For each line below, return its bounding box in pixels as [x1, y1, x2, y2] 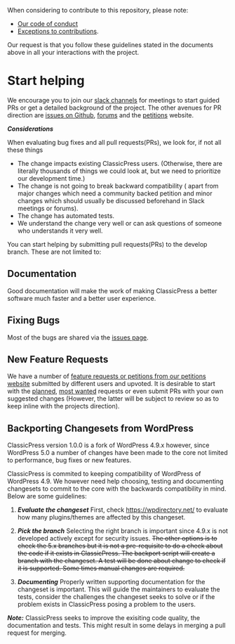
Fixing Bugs [7, 314, 60, 326]
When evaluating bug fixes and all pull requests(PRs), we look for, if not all [7, 138, 222, 146]
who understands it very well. [17, 226, 103, 235]
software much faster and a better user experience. [7, 294, 156, 302]
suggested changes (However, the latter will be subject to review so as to [7, 394, 220, 403]
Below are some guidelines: [7, 492, 88, 501]
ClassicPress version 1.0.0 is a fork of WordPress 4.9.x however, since [7, 441, 210, 449]
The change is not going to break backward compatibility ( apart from [17, 181, 219, 190]
